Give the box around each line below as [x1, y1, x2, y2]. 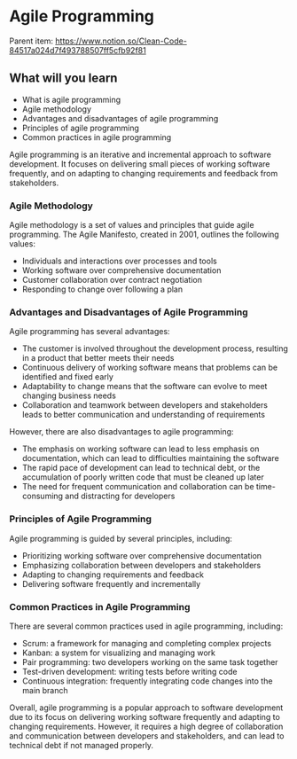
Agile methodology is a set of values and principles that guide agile [9, 220, 254, 231]
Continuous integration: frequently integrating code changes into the [21, 676, 273, 686]
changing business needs [21, 390, 117, 401]
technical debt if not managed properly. [9, 739, 153, 750]
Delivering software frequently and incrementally [21, 578, 201, 589]
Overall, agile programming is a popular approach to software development [9, 702, 284, 713]
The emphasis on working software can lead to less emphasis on [21, 443, 260, 454]
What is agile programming [21, 94, 121, 105]
